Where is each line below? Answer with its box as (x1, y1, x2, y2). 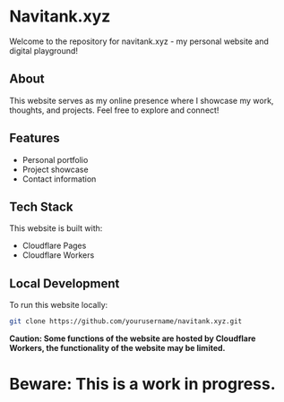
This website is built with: (9, 223, 103, 234)
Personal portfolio (22, 154, 89, 165)
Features (9, 131, 60, 146)
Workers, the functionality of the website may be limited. (9, 343, 226, 354)
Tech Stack (9, 199, 73, 214)
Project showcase (22, 164, 89, 175)
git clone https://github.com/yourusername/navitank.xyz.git (9, 317, 243, 326)
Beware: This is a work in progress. (9, 374, 276, 395)
